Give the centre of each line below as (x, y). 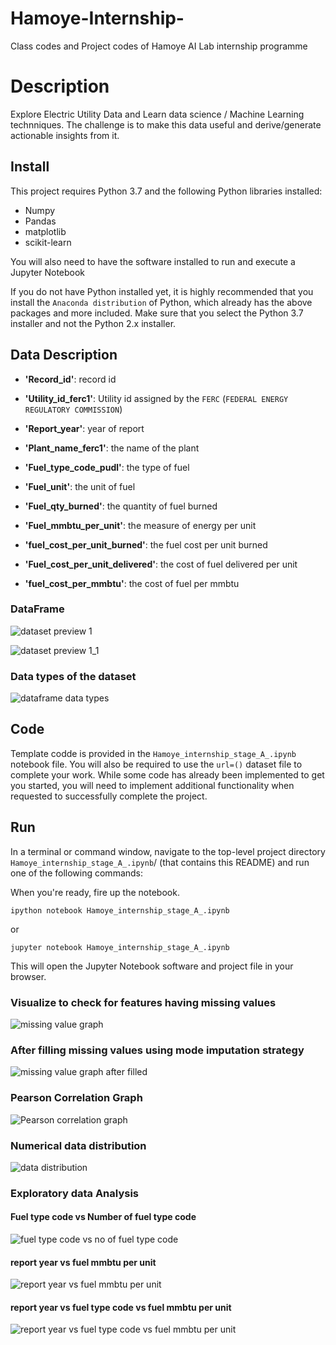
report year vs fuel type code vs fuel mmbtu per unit (121, 1307)
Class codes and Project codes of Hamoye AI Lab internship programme (159, 46)
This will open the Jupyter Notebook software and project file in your (152, 966)
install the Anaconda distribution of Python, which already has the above (161, 302)
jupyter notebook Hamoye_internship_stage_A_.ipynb (120, 947)
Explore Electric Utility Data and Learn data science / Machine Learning (157, 114)
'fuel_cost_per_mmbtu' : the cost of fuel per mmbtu (132, 583)
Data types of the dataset (73, 676)
